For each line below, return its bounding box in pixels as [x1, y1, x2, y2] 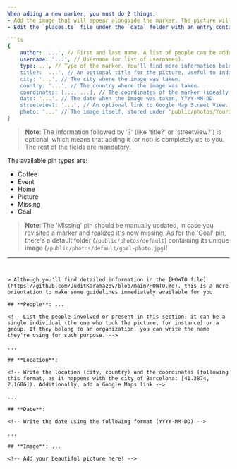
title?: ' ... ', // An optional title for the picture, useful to [20, 68, 217, 76]
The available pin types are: [7, 156, 88, 164]
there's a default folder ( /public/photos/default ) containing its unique [24, 236, 229, 244]
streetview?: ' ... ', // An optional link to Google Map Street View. [20, 102, 229, 109]
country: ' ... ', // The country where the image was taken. [20, 82, 200, 89]
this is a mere [183, 282, 229, 289]
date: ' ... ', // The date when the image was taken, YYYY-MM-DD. [20, 95, 217, 102]
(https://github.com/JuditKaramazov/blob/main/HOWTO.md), [7, 282, 181, 289]
